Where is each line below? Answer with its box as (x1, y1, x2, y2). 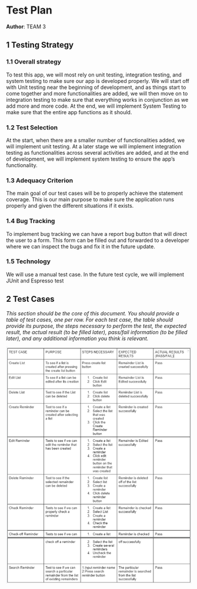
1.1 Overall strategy (6, 58, 62, 66)
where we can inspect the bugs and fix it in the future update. (6, 242, 156, 250)
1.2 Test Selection (6, 123, 58, 131)
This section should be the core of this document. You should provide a (6, 310, 179, 317)
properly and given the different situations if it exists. (6, 202, 134, 209)
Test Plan (6, 4, 53, 17)
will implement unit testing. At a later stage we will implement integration (6, 142, 181, 150)
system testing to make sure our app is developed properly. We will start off (6, 77, 189, 84)
